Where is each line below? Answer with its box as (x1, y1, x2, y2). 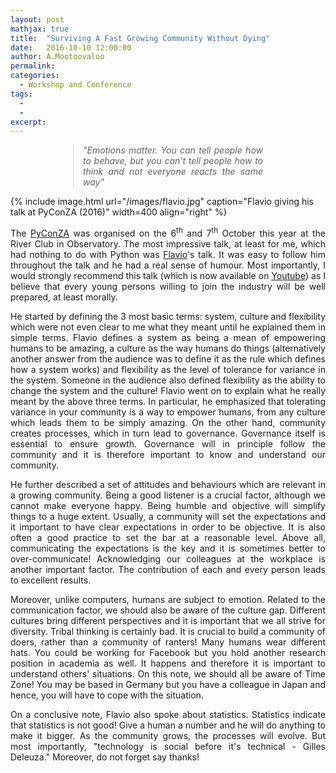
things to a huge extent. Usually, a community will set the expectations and (10, 510, 326, 522)
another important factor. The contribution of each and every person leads (10, 563, 326, 575)
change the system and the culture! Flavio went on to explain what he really (10, 384, 326, 396)
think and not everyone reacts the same (83, 166, 263, 178)
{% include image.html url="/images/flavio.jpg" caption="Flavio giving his (10, 196, 314, 208)
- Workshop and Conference (19, 80, 132, 90)
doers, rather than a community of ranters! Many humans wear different (10, 636, 326, 648)
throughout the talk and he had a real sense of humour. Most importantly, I (10, 259, 326, 271)
